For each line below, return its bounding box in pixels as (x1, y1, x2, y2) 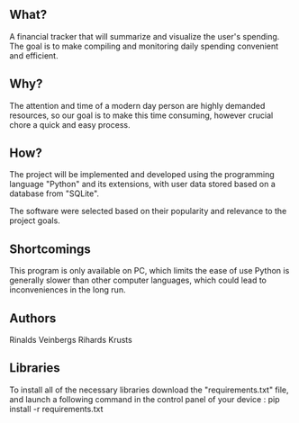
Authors (9, 310, 57, 326)
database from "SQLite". (9, 188, 100, 199)
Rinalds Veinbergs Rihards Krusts (9, 335, 132, 346)
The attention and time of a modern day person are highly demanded (9, 100, 266, 111)
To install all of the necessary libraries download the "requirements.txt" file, (9, 384, 290, 395)
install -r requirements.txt (9, 403, 104, 414)
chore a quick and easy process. (9, 119, 131, 130)
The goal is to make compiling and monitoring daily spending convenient (9, 40, 279, 51)
